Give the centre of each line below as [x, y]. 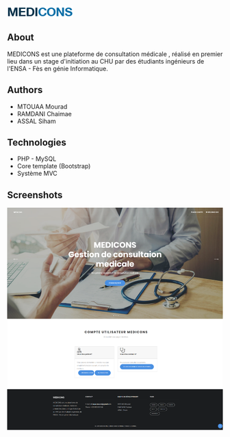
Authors [25, 90]
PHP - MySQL [37, 159]
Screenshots [35, 195]
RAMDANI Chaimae [44, 114]
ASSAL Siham [36, 121]
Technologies [37, 143]
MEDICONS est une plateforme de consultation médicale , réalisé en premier [115, 54]
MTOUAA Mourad [42, 106]
